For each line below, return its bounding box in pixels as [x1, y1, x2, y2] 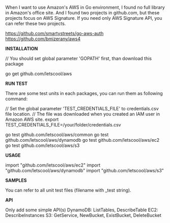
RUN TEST [5, 81, 28, 86]
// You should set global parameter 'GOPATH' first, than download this [5, 55, 152, 61]
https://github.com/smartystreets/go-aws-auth [5, 30, 104, 36]
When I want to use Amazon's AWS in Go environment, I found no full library [5, 5, 165, 10]
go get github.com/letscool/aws [5, 71, 72, 77]
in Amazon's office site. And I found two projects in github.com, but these [5, 10, 160, 16]
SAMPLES [5, 177, 27, 183]
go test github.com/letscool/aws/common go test [5, 132, 109, 138]
